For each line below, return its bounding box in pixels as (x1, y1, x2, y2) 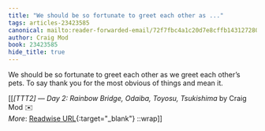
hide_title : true (8, 48, 65, 56)
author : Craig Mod (8, 33, 69, 42)
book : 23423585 (8, 41, 58, 49)
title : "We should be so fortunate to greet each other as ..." (8, 11, 224, 20)
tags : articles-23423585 (8, 19, 90, 27)
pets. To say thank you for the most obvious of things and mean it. (8, 78, 223, 88)
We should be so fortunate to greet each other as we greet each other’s (8, 70, 241, 79)
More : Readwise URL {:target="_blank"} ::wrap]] (8, 114, 163, 123)
